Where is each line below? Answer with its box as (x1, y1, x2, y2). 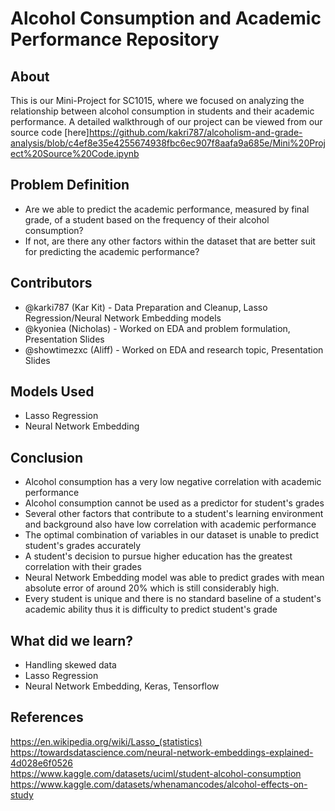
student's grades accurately (24, 540, 142, 552)
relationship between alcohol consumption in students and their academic (10, 105, 315, 117)
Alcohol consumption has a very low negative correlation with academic (24, 476, 322, 488)
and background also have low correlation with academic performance (24, 518, 317, 531)
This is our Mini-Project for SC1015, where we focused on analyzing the (10, 95, 305, 106)
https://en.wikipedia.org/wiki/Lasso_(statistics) (10, 735, 203, 747)
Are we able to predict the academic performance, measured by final (24, 203, 310, 215)
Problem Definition (10, 177, 130, 194)
